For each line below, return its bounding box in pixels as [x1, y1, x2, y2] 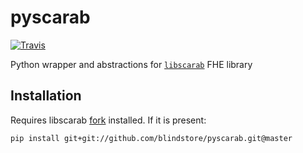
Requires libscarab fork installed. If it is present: [10, 114, 207, 126]
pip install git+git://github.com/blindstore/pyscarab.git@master [10, 133, 293, 143]
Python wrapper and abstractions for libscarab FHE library [10, 58, 253, 70]
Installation [10, 87, 82, 105]
